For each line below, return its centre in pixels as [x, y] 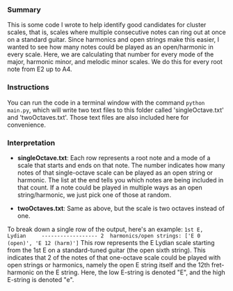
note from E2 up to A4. [40, 69]
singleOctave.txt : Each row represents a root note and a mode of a [114, 157]
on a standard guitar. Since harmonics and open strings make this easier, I [113, 40]
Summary [24, 10]
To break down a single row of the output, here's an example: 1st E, [105, 229]
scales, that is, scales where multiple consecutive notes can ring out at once [116, 32]
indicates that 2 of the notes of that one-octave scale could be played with [114, 257]
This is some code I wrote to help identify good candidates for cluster [107, 25]
